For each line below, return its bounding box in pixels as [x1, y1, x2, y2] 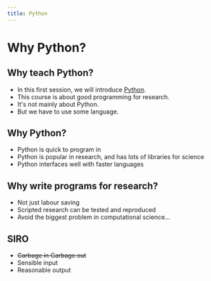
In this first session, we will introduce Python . [17, 85, 146, 94]
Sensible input [17, 259, 59, 267]
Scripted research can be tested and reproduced [17, 206, 157, 214]
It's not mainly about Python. [17, 100, 99, 108]
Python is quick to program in [17, 145, 101, 154]
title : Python [7, 10, 48, 17]
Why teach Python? [7, 67, 94, 79]
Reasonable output [17, 266, 71, 274]
